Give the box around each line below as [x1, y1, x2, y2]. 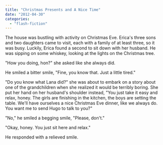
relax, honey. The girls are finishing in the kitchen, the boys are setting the [5, 95, 157, 101]
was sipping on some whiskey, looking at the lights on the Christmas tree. [5, 50, 155, 56]
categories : [5, 16, 30, 21]
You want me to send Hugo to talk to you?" [5, 105, 93, 111]
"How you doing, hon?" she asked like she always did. [5, 60, 115, 66]
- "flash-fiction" [9, 21, 48, 26]
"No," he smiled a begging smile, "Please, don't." [5, 115, 105, 121]
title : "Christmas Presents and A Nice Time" [5, 7, 101, 12]
